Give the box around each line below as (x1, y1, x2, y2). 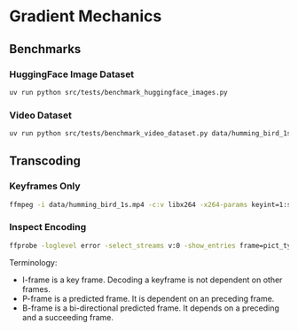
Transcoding (9, 153, 82, 169)
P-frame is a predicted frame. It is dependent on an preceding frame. (21, 293, 275, 304)
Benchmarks (9, 42, 82, 57)
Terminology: (9, 257, 58, 267)
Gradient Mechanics (9, 6, 162, 27)
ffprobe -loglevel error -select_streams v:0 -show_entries (9, 241, 237, 250)
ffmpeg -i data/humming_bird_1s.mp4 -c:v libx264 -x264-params (9, 200, 248, 209)
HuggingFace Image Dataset (9, 68, 135, 81)
